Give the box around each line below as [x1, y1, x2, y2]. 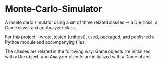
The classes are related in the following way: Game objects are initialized [5, 48, 151, 54]
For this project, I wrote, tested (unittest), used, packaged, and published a [5, 34, 155, 40]
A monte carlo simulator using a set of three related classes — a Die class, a [5, 19, 158, 25]
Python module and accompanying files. [5, 39, 86, 45]
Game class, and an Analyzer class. [5, 24, 76, 30]
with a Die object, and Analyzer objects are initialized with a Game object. [5, 53, 152, 59]
